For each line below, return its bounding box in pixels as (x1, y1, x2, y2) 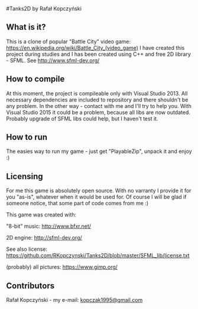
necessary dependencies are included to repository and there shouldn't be (6, 96, 189, 103)
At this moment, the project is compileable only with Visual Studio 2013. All (6, 90, 188, 97)
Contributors (6, 281, 55, 291)
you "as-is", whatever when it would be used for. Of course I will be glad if (6, 193, 187, 200)
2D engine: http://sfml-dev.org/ (6, 234, 83, 241)
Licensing (6, 171, 43, 181)
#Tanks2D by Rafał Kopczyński (6, 5, 82, 12)
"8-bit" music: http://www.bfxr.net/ (6, 222, 92, 230)
